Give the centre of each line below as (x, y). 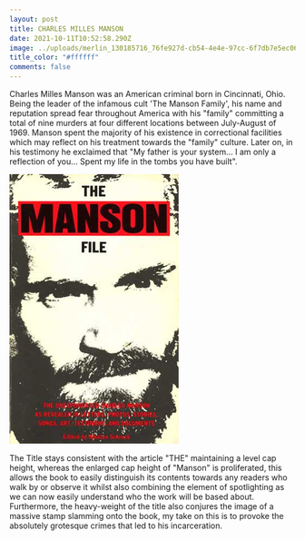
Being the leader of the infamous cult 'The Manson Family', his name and (146, 103)
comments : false (40, 67)
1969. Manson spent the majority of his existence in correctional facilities (146, 133)
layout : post (34, 19)
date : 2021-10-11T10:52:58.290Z (70, 38)
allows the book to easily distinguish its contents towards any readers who (148, 477)
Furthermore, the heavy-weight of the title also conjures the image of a (142, 506)
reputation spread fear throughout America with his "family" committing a (147, 113)
